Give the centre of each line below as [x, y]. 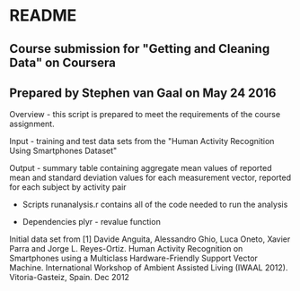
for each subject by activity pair [68, 187]
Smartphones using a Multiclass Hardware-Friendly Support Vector [134, 258]
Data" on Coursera [63, 62]
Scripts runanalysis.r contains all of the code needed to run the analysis [155, 205]
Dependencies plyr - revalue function [92, 222]
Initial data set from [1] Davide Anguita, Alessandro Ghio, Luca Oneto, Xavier [150, 239]
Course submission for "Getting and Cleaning [140, 49]
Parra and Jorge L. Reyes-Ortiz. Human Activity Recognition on [126, 249]
